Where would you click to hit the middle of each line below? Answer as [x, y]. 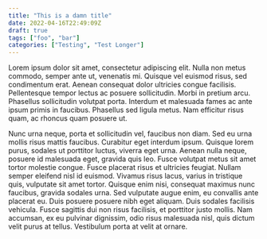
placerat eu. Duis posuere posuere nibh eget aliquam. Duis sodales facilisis [132, 201]
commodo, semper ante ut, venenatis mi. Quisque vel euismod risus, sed [128, 76]
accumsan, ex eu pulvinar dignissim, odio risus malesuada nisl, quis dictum [132, 218]
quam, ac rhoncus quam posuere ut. [68, 118]
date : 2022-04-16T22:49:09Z [55, 23]
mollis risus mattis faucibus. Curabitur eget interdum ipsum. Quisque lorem [131, 142]
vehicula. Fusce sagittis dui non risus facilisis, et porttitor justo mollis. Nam [130, 210]
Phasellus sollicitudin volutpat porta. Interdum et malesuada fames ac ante [130, 102]
